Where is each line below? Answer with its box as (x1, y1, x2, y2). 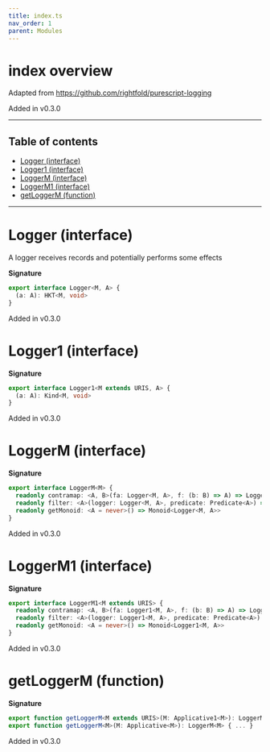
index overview (8, 61, 113, 80)
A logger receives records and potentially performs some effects (8, 253, 223, 263)
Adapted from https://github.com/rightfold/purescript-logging (8, 88, 212, 98)
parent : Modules (8, 27, 63, 35)
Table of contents (8, 135, 98, 148)
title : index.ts (8, 11, 63, 20)
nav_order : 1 (8, 19, 52, 27)
